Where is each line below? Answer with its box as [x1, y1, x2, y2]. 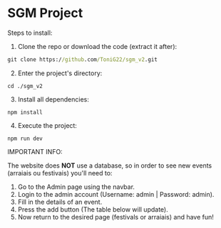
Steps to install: [7, 28, 53, 37]
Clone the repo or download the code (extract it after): [17, 42, 178, 50]
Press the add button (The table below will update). [17, 205, 169, 214]
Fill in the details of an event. [17, 197, 103, 206]
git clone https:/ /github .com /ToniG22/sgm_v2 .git [7, 55, 158, 63]
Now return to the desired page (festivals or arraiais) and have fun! [17, 212, 214, 221]
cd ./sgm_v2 [7, 82, 43, 89]
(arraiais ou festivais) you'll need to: [7, 168, 113, 177]
